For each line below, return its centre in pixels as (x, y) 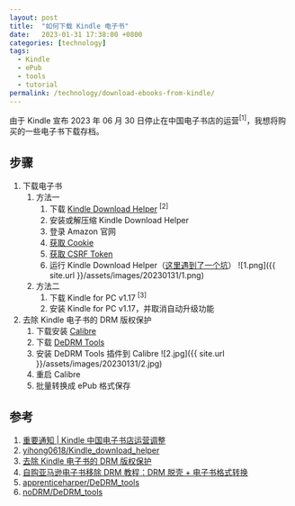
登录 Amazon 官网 (83, 231)
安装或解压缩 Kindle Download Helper (119, 220)
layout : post (34, 18)
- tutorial (38, 85)
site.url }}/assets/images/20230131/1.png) (126, 275)
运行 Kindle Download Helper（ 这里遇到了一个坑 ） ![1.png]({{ (162, 265)
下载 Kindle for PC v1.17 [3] (98, 296)
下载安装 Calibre (66, 331)
